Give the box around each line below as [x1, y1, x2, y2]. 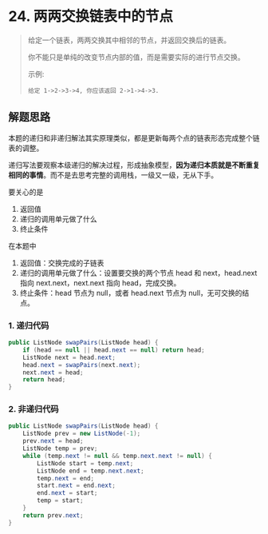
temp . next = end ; [37, 474, 94, 482]
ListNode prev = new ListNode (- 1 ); [22, 429, 141, 438]
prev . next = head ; [22, 437, 84, 445]
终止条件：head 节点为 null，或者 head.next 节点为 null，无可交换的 [19, 288, 242, 297]
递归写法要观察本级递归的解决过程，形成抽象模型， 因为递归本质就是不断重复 [8, 160, 260, 169]
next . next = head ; [22, 369, 84, 377]
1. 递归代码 [8, 320, 49, 331]
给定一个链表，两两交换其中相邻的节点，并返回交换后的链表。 [27, 35, 231, 45]
